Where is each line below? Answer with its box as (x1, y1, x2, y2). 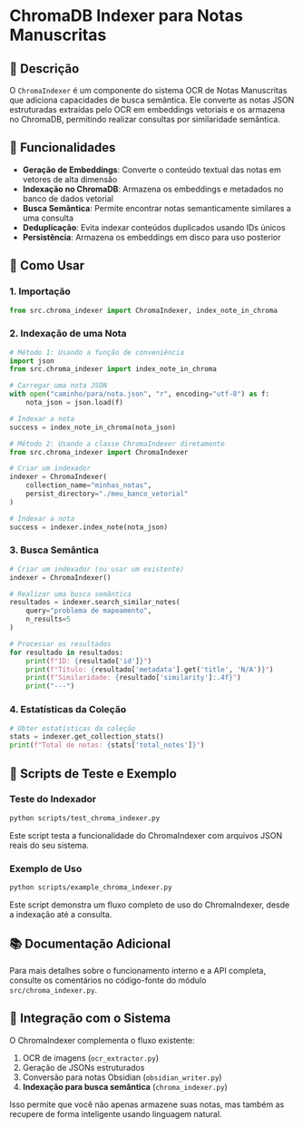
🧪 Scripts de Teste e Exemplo (9, 766, 177, 781)
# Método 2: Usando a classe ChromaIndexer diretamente (9, 439, 225, 448)
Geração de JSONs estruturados (22, 1062, 145, 1073)
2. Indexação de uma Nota (9, 328, 127, 340)
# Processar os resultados (9, 639, 112, 649)
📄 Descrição (9, 61, 80, 76)
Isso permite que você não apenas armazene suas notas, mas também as (9, 1099, 285, 1110)
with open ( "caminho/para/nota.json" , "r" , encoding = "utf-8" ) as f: (9, 389, 270, 399)
